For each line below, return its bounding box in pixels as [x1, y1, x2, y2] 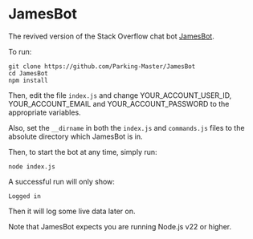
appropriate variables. [8, 107, 82, 117]
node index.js [8, 162, 56, 171]
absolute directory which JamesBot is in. [8, 132, 143, 141]
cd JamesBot [8, 69, 48, 77]
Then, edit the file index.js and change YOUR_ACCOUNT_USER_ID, [8, 90, 232, 100]
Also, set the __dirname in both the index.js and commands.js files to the [8, 123, 245, 132]
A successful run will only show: [8, 176, 115, 186]
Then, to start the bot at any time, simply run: [8, 147, 158, 156]
